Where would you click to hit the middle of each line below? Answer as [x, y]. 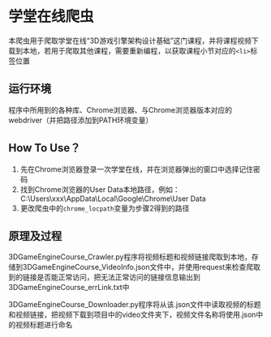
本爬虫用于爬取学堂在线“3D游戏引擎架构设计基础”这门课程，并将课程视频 [130, 41]
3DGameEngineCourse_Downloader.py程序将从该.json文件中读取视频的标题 [135, 305]
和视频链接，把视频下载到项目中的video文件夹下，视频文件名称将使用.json [132, 315]
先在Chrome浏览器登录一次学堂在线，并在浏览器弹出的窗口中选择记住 [137, 169]
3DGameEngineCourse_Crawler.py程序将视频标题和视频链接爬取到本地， [130, 257]
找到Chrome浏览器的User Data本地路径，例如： [100, 189]
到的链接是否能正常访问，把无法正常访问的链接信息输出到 [104, 277]
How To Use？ [45, 148]
